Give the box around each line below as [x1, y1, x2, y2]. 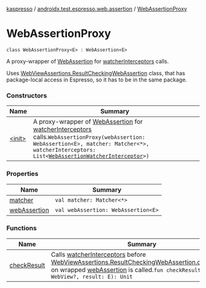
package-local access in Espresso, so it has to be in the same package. [6, 76, 188, 83]
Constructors [6, 91, 47, 100]
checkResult [9, 260, 45, 269]
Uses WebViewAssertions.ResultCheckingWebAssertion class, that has [6, 69, 186, 77]
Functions [6, 224, 37, 232]
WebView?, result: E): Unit [51, 273, 133, 280]
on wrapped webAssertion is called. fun [51, 265, 164, 274]
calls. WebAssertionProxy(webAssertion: [32, 133, 146, 142]
